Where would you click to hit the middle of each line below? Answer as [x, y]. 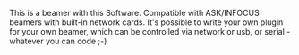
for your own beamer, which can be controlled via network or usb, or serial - [150, 31]
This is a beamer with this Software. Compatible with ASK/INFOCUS [134, 13]
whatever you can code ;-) [58, 41]
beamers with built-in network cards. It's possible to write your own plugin [146, 22]
